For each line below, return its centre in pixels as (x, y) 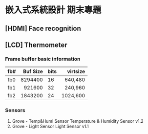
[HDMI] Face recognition (43, 28)
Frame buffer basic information (43, 59)
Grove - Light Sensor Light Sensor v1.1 (50, 126)
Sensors (15, 111)
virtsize (76, 71)
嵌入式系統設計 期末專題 (53, 10)
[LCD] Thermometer (36, 45)
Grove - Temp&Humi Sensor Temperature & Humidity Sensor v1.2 (78, 121)
